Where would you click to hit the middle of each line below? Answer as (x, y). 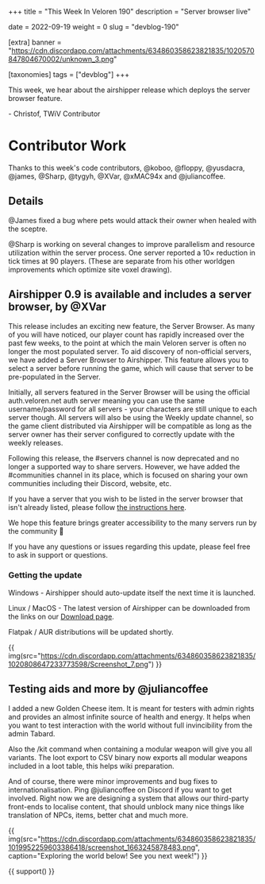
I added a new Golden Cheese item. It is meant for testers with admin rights (131, 708)
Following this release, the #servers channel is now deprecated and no (124, 458)
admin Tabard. (32, 733)
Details (26, 201)
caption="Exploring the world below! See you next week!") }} (108, 855)
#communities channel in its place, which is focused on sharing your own (128, 475)
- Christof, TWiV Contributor (54, 114)
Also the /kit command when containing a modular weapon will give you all (130, 749)
